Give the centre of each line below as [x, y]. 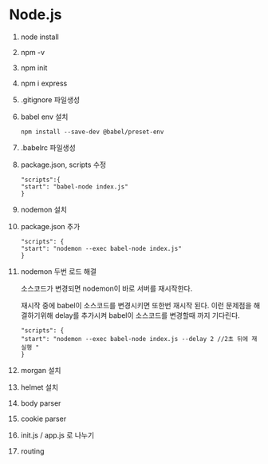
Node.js [35, 15]
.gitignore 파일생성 [50, 99]
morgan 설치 [41, 370]
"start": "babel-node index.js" [74, 186]
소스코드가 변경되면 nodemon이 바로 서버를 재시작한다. [106, 288]
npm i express [44, 83]
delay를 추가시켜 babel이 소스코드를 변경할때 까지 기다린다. [148, 315]
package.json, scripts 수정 [63, 165]
